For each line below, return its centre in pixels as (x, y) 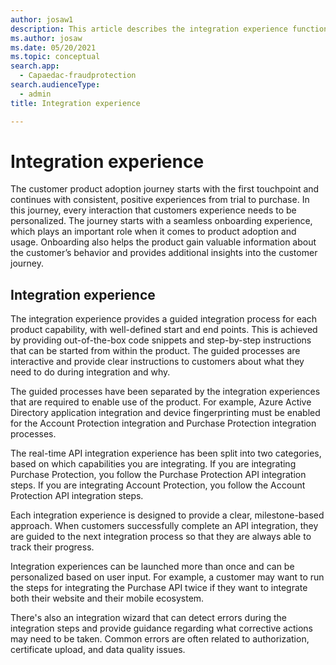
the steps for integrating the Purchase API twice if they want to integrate (159, 588)
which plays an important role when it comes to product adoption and (153, 232)
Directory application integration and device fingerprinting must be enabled (165, 413)
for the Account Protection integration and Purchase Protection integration (163, 423)
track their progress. (52, 547)
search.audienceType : (55, 85)
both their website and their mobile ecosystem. (107, 598)
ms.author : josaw (46, 38)
